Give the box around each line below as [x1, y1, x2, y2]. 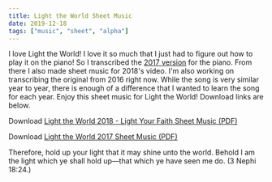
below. [8, 100, 31, 110]
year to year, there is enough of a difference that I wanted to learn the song [8, 83, 260, 93]
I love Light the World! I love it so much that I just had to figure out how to [8, 49, 253, 59]
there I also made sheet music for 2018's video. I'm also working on [8, 66, 235, 76]
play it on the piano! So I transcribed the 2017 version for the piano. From [8, 57, 253, 67]
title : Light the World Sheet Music [8, 11, 132, 20]
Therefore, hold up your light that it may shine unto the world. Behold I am [8, 147, 256, 158]
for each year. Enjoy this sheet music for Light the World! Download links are [8, 92, 264, 102]
